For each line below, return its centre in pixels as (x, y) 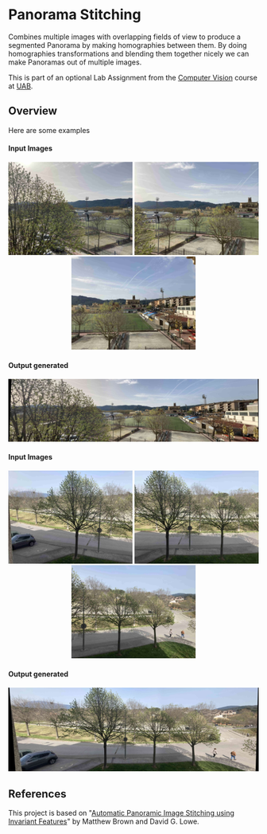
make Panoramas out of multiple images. (75, 62)
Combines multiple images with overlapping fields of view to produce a (124, 37)
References (37, 794)
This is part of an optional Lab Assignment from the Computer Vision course (133, 77)
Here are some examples (49, 130)
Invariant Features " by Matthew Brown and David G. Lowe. (104, 821)
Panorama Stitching (75, 15)
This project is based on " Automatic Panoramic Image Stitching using (121, 813)
